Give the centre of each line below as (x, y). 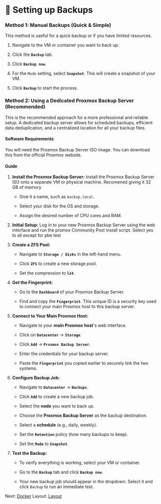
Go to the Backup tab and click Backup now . (61, 472)
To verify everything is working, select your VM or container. (80, 463)
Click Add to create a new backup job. (56, 397)
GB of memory (27, 187)
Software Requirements (30, 139)
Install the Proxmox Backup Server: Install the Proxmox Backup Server (83, 177)
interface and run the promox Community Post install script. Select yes (83, 230)
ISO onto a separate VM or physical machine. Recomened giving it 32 (81, 182)
